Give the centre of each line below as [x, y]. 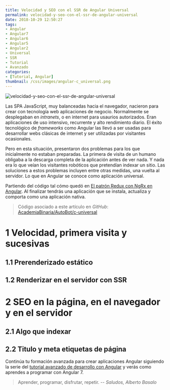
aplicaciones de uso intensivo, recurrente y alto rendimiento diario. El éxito [84, 122]
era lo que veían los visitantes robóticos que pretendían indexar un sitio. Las [85, 165]
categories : [18, 72]
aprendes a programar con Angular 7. [44, 373]
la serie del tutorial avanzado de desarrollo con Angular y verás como [78, 367]
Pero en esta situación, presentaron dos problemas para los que [73, 149]
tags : [11, 24]
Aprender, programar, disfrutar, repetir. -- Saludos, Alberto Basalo [87, 382]
